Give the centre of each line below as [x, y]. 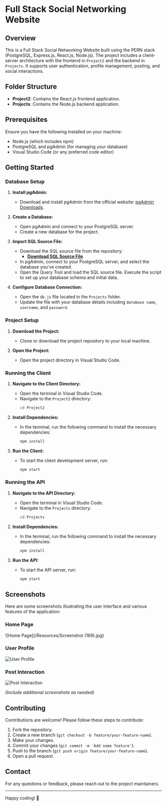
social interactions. [24, 71]
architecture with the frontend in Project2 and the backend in [82, 60]
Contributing [25, 708]
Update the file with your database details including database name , [88, 302]
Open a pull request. [33, 756]
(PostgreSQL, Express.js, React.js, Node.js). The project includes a [73, 55]
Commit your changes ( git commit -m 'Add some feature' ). [74, 745]
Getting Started [30, 168]
